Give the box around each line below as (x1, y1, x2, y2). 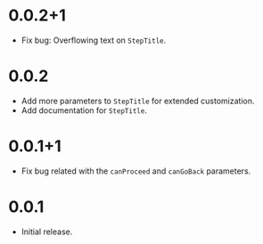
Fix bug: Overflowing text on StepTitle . (21, 35, 167, 45)
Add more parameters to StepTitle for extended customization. (21, 95, 255, 106)
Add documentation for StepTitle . (21, 104, 148, 116)
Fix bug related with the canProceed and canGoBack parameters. (21, 166, 251, 176)
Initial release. (21, 226, 73, 237)
